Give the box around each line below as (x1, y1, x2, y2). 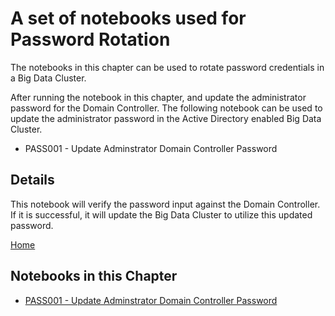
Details (10, 172, 55, 189)
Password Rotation (10, 28, 171, 51)
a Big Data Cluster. (10, 72, 87, 84)
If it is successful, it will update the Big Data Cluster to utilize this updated (10, 208, 313, 221)
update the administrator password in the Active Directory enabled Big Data (10, 112, 322, 124)
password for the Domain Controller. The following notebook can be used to (10, 102, 323, 114)
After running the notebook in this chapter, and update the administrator (10, 91, 307, 103)
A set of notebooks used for (10, 7, 247, 30)
